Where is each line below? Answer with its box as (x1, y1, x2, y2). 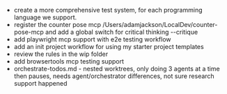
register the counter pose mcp (13, 21, 102, 28)
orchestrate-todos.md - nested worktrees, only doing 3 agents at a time (13, 65, 221, 73)
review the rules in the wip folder (13, 50, 109, 58)
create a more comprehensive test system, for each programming (13, 6, 203, 14)
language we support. (13, 13, 77, 21)
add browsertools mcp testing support (13, 57, 124, 65)
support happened (13, 79, 68, 87)
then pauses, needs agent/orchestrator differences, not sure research (13, 72, 214, 80)
